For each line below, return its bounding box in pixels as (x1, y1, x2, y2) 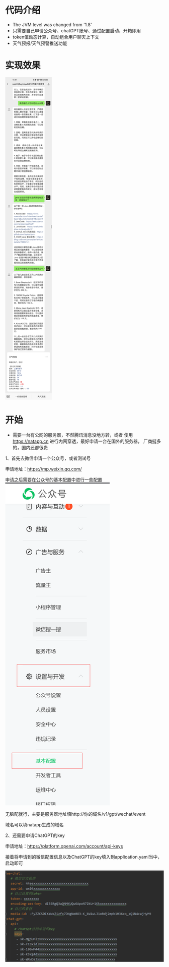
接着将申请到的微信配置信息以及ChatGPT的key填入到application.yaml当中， (5, 854, 162, 860)
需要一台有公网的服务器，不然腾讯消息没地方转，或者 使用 (12, 432, 133, 438)
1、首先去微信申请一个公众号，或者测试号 (5, 455, 91, 461)
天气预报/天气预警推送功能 (12, 40, 67, 46)
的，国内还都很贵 (12, 444, 48, 450)
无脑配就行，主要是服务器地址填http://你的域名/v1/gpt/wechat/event (5, 811, 146, 817)
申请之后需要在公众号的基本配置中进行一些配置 (5, 476, 102, 482)
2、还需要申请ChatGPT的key (5, 832, 65, 838)
